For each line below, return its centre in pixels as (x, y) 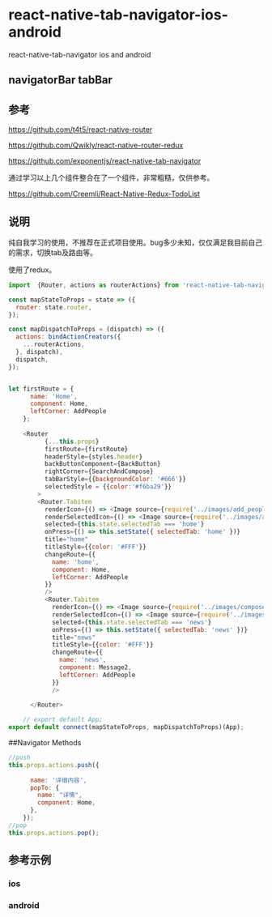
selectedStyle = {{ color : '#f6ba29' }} (108, 487)
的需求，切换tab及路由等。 (53, 252)
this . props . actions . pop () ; (54, 833)
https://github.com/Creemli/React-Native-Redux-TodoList (104, 194)
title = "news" (73, 638)
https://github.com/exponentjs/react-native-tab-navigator (105, 161)
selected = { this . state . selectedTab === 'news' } (132, 622)
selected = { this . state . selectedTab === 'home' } (124, 524)
